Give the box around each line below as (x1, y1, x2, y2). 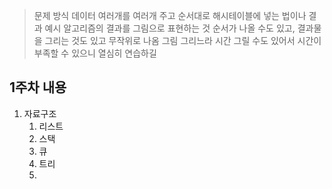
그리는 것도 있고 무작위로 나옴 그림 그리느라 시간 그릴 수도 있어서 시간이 (44, 35, 322, 46)
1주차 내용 (9, 79, 67, 96)
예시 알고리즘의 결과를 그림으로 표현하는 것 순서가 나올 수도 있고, (44, 22, 296, 34)
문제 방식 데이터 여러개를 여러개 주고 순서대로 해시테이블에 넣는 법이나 (33, 10, 307, 21)
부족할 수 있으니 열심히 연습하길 (33, 47, 157, 59)
